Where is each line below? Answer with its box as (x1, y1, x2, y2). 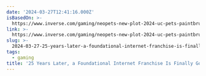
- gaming (12, 55, 34, 61)
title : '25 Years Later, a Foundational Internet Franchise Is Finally (6, 60, 193, 66)
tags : (6, 49, 20, 55)
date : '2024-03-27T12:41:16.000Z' (6, 9, 95, 15)
